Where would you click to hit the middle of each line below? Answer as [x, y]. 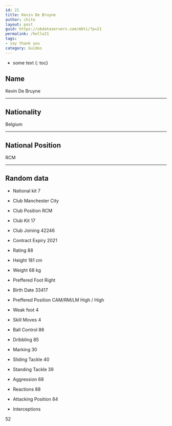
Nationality [23, 112]
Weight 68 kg [27, 270]
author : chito [20, 19]
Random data [27, 178]
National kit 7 [27, 190]
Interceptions [27, 409]
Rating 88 [23, 250]
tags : [11, 39]
